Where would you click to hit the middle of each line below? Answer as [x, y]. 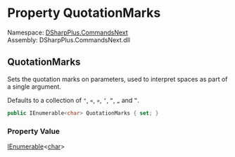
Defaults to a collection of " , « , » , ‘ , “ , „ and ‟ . [73, 100]
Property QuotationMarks [84, 13]
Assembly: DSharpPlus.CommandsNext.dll [69, 39]
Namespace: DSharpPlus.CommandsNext [68, 32]
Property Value [34, 131]
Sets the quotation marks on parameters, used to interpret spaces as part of [118, 79]
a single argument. [34, 87]
